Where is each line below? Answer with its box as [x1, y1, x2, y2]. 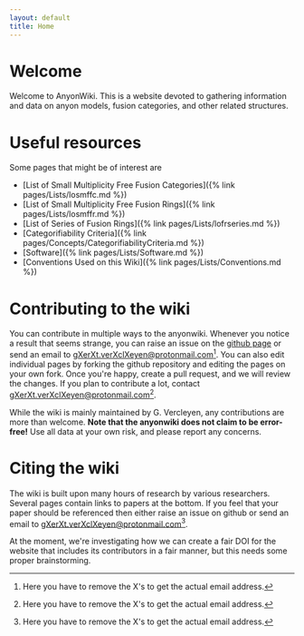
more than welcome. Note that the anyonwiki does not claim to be [9, 416, 259, 427]
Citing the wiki [9, 457, 120, 478]
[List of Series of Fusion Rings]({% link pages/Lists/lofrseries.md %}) [22, 219, 280, 230]
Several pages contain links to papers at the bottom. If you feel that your [9, 497, 279, 508]
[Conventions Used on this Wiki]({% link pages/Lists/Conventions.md [22, 257, 281, 268]
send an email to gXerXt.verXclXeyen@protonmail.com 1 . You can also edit [9, 347, 285, 359]
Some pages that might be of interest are [9, 162, 163, 173]
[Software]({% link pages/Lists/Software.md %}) [22, 247, 204, 259]
